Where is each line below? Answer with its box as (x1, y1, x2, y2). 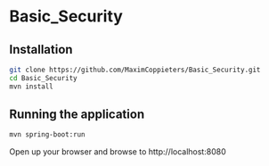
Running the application (9, 107, 145, 122)
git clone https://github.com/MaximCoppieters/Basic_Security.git (9, 65, 261, 74)
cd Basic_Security (9, 73, 77, 82)
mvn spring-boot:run (9, 130, 86, 139)
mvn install (9, 82, 53, 91)
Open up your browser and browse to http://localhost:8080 (9, 146, 226, 157)
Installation (9, 42, 73, 57)
